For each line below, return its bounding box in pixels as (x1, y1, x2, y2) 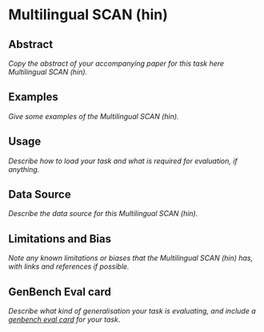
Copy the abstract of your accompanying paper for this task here (8, 58, 225, 68)
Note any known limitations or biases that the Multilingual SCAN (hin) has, (8, 254, 254, 263)
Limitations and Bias (8, 232, 112, 246)
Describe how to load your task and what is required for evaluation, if (8, 156, 238, 166)
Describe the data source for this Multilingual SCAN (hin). (8, 209, 198, 218)
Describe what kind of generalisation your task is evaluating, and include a (8, 306, 256, 316)
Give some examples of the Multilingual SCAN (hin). (8, 111, 179, 121)
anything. (8, 164, 40, 174)
